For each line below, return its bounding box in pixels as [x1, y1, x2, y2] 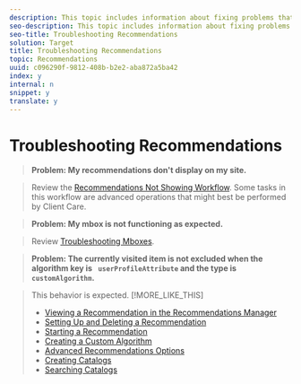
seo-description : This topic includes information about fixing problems [9, 22, 291, 31]
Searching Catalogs [44, 364, 118, 375]
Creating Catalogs [44, 355, 112, 366]
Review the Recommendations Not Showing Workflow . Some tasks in [30, 182, 287, 193]
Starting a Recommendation [44, 327, 148, 337]
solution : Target [9, 38, 74, 48]
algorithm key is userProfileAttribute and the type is [30, 263, 237, 274]
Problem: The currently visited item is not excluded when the [30, 253, 263, 265]
